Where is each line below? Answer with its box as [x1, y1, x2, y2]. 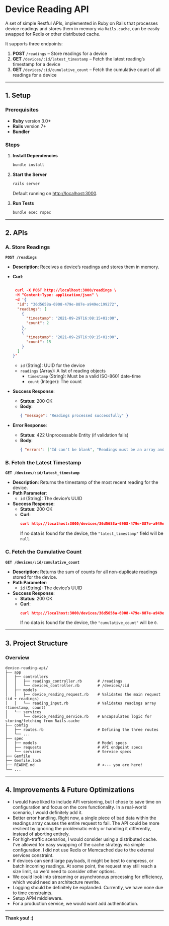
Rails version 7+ [12, 123, 47, 129]
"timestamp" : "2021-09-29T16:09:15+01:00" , [26, 334, 119, 340]
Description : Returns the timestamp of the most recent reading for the [12, 479, 158, 485]
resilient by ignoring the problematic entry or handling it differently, [12, 825, 151, 831]
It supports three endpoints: [5, 40, 63, 46]
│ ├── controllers [5, 674, 49, 680]
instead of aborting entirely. [12, 831, 70, 837]
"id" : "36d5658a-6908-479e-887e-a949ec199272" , [17, 301, 119, 307]
